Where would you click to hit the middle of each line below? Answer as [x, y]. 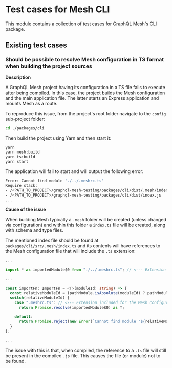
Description [18, 77]
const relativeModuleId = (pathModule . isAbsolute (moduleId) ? [78, 293]
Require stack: [21, 185]
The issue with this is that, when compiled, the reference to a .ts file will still [86, 350]
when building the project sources [49, 66]
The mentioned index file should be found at [52, 240]
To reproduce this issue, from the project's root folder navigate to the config [86, 113]
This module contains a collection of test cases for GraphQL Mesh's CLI [81, 24]
